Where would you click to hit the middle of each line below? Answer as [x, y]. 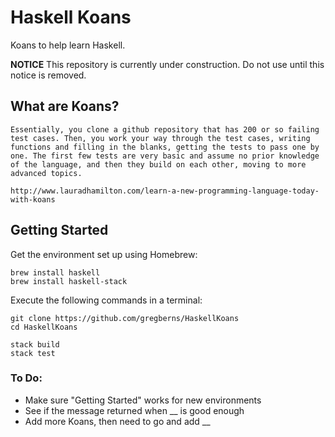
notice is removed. [48, 75]
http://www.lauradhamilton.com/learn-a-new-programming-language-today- [165, 191]
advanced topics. [46, 173]
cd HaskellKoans [44, 327]
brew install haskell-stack [69, 281]
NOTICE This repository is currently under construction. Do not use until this [167, 64]
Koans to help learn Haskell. [68, 45]
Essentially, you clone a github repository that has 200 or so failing [165, 129]
